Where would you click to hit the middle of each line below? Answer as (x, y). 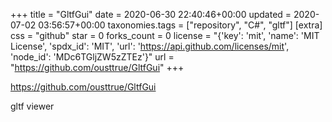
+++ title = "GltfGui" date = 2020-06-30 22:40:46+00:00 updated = (151, 14)
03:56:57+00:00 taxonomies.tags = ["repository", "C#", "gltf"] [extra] (180, 25)
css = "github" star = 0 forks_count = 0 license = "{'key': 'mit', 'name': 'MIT (165, 35)
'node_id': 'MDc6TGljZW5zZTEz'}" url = (92, 57)
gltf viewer (32, 106)
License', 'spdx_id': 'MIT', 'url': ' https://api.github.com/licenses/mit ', (150, 46)
